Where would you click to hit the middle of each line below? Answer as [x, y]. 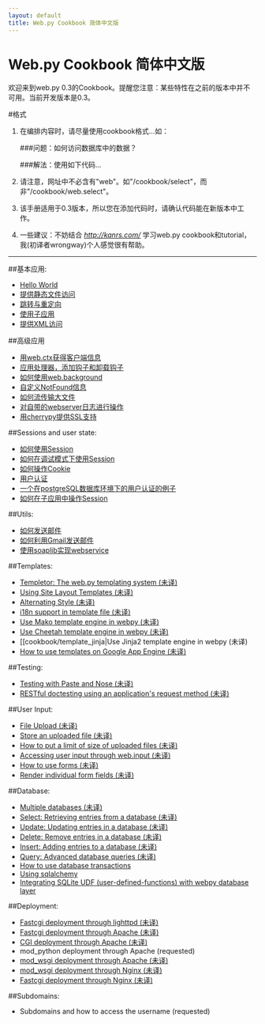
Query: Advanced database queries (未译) [88, 857]
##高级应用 [26, 341]
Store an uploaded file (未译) [66, 735]
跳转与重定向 [40, 304]
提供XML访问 [41, 324]
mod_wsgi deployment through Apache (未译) [94, 961]
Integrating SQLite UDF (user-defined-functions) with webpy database [134, 882]
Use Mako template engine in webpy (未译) [89, 622]
